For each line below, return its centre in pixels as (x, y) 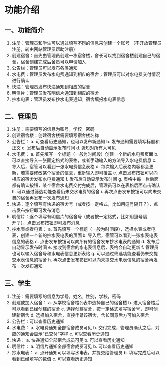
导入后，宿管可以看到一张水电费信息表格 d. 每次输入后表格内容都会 (81, 166)
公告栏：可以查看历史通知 (38, 321)
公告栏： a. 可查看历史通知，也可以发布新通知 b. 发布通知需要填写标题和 (86, 141)
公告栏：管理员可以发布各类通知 (44, 68)
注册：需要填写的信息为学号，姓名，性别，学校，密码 (66, 296)
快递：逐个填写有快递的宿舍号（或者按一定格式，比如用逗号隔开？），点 (85, 204)
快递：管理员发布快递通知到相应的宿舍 (51, 87)
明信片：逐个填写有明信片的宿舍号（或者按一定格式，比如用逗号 (77, 216)
